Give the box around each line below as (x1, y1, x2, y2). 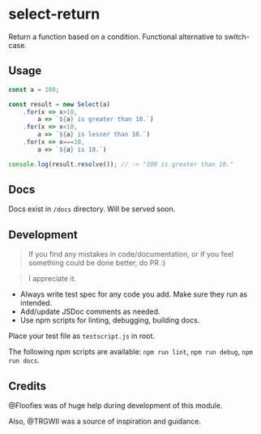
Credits (8, 379, 47, 393)
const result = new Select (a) (8, 100, 111, 108)
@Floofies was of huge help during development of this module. (8, 401, 223, 410)
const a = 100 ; (8, 85, 60, 93)
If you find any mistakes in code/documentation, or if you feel (28, 250, 234, 259)
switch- (224, 32, 250, 41)
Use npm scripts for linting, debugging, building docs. (19, 315, 200, 325)
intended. (19, 298, 53, 308)
